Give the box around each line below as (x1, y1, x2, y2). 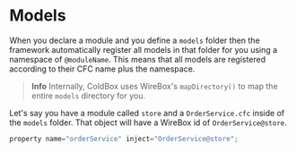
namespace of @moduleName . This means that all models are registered (9, 54, 266, 64)
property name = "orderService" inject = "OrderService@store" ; (9, 134, 239, 143)
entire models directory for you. (30, 90, 146, 101)
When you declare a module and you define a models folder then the (9, 35, 260, 46)
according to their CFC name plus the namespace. (9, 63, 196, 74)
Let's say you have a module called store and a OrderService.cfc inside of (9, 107, 285, 118)
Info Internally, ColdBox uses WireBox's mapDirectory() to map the (30, 80, 278, 91)
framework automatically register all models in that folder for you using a (9, 44, 278, 55)
